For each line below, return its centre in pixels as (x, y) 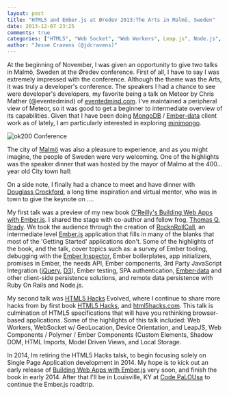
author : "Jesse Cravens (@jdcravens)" (62, 45)
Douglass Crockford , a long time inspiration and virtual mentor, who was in (112, 192)
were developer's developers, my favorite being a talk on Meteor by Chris (110, 94)
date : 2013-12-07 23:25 (41, 26)
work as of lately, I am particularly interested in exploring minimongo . (104, 123)
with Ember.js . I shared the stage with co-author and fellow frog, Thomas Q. (114, 219)
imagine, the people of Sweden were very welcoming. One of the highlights (113, 157)
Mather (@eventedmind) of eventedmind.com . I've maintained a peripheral (112, 101)
